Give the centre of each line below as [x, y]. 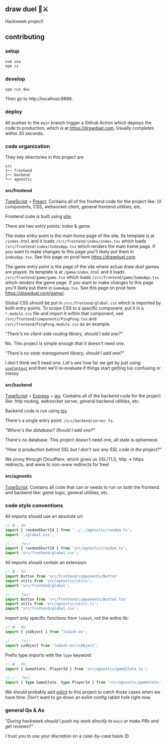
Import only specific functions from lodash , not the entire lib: [67, 618]
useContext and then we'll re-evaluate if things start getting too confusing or [83, 368]
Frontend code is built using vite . [39, 216]
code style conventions [34, 505]
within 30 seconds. [25, 133]
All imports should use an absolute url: [44, 516]
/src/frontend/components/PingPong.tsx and [51, 319]
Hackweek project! [24, 21]
